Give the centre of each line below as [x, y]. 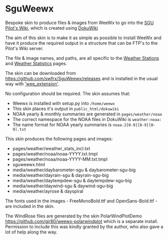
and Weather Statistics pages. [36, 63]
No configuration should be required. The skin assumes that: [68, 93]
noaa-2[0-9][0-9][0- [134, 125]
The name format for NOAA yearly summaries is [62, 125]
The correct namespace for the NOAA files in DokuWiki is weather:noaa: [87, 119]
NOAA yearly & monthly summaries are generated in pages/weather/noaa [87, 114]
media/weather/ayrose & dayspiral [48, 191]
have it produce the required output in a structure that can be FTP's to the [81, 43]
